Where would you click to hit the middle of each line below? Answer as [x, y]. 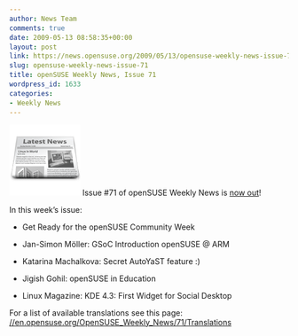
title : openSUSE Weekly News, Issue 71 [83, 75]
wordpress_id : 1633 [45, 84]
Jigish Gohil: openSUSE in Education [89, 278]
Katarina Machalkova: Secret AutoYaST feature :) [111, 261]
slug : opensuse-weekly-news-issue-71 [79, 66]
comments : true [37, 28]
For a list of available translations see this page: [96, 313]
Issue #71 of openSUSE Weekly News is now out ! [172, 192]
